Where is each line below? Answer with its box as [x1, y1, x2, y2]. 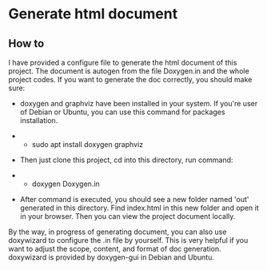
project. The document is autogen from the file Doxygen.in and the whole [8, 66, 249, 76]
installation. [19, 116, 58, 125]
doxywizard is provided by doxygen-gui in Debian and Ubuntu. [8, 252, 214, 262]
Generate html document [8, 5, 178, 23]
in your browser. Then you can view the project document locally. [19, 212, 236, 220]
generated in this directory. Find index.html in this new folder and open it [19, 203, 259, 212]
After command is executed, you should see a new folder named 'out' [19, 195, 249, 204]
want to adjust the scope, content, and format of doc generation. [8, 244, 221, 253]
